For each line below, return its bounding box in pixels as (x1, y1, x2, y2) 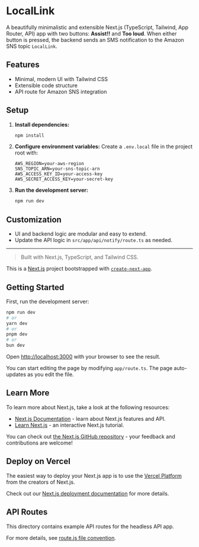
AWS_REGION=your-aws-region (14, 161, 84, 167)
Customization (6, 214, 62, 224)
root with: (14, 149, 38, 156)
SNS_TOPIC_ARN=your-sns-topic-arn (14, 166, 100, 172)
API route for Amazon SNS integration (14, 88, 107, 95)
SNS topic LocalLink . (6, 43, 57, 50)
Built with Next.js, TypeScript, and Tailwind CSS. (20, 253, 139, 261)
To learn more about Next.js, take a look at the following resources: (6, 404, 170, 411)
